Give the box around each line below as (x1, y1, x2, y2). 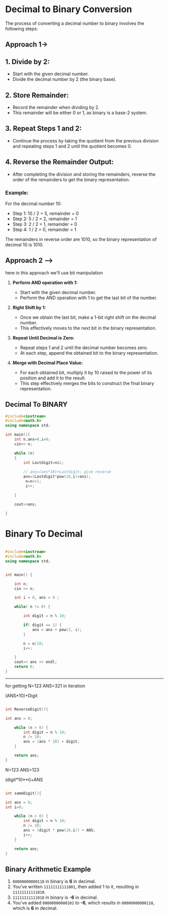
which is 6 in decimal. (12, 905, 58, 911)
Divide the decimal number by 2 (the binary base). (12, 76, 117, 82)
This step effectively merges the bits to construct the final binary (20, 380, 154, 386)
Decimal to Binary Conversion (5, 4, 132, 15)
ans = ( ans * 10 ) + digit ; (23, 739, 80, 744)
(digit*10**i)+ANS (5, 777, 43, 783)
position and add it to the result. (20, 375, 87, 381)
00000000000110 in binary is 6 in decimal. (12, 878, 96, 885)
